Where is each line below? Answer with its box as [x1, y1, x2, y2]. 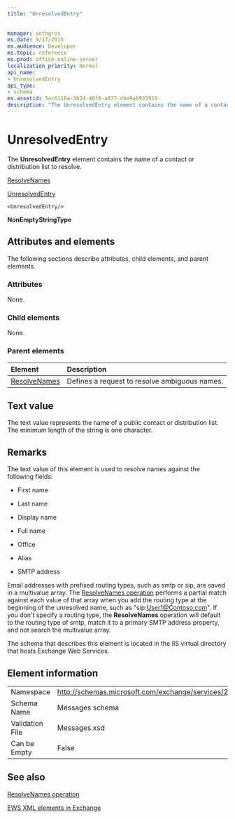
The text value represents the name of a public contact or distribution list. [7, 419, 219, 427]
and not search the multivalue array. [7, 625, 111, 635]
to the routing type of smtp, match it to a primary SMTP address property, [7, 618, 220, 627]
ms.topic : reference [7, 50, 68, 57]
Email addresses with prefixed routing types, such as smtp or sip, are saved [7, 581, 226, 590]
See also [7, 771, 45, 783]
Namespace [10, 686, 51, 696]
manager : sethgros [7, 29, 61, 37]
